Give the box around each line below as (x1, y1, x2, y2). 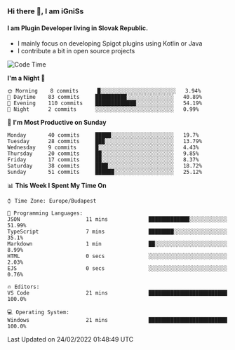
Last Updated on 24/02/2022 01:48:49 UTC (7, 335, 134, 344)
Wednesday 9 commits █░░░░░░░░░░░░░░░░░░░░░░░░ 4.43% (7, 144, 199, 152)
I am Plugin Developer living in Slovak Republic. (7, 24, 149, 32)
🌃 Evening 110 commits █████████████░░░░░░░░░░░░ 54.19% (7, 100, 202, 107)
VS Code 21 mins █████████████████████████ (7, 290, 228, 297)
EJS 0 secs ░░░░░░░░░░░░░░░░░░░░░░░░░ (7, 265, 228, 272)
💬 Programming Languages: (7, 210, 83, 217)
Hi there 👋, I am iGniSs (7, 6, 84, 16)
